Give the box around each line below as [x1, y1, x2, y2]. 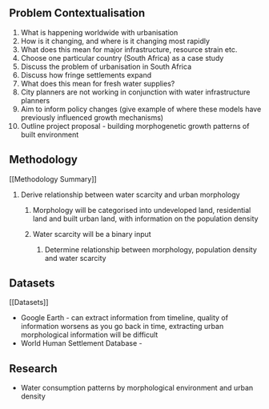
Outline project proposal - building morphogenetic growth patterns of [20, 121, 250, 130]
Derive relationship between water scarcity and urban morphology [20, 190, 240, 199]
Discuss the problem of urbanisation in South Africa [20, 62, 191, 71]
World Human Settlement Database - [20, 339, 143, 348]
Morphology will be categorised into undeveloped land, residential [32, 205, 251, 215]
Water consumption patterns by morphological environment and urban [20, 383, 254, 393]
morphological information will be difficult [20, 330, 159, 339]
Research [9, 362, 58, 375]
